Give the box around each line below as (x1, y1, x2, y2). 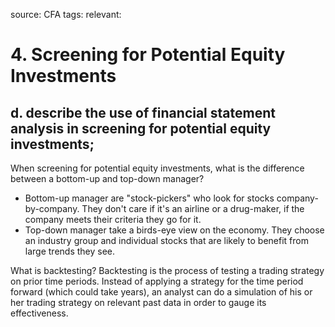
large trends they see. (24, 245, 116, 257)
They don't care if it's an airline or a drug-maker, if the (81, 203, 305, 214)
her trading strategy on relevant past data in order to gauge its (10, 297, 267, 308)
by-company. (24, 203, 80, 214)
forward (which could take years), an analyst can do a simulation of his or (10, 286, 313, 298)
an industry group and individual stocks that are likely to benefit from (24, 235, 309, 246)
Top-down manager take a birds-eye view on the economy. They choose (24, 224, 325, 236)
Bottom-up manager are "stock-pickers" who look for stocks (24, 192, 275, 204)
